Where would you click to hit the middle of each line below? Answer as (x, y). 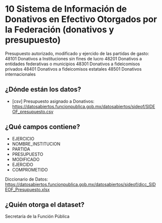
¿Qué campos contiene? (42, 127)
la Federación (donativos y (60, 30)
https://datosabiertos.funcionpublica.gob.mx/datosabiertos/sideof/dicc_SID (81, 184)
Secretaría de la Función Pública (37, 216)
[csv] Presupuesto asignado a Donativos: (53, 101)
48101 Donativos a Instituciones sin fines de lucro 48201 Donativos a (73, 58)
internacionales (20, 74)
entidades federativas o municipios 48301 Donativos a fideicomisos (73, 64)
